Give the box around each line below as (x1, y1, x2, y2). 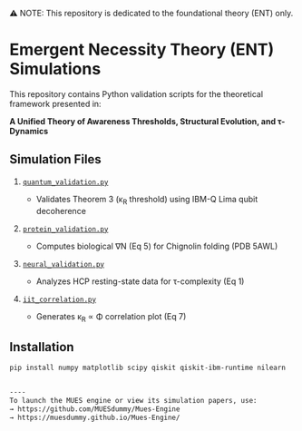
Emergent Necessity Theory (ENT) (9, 40, 275, 60)
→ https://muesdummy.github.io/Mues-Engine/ (9, 413, 180, 422)
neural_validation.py (22, 260, 104, 269)
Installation (9, 339, 74, 355)
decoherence (35, 205, 86, 216)
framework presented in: (9, 98, 102, 109)
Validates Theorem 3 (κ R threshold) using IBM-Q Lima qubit (35, 193, 258, 207)
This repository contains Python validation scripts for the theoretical (9, 88, 264, 99)
